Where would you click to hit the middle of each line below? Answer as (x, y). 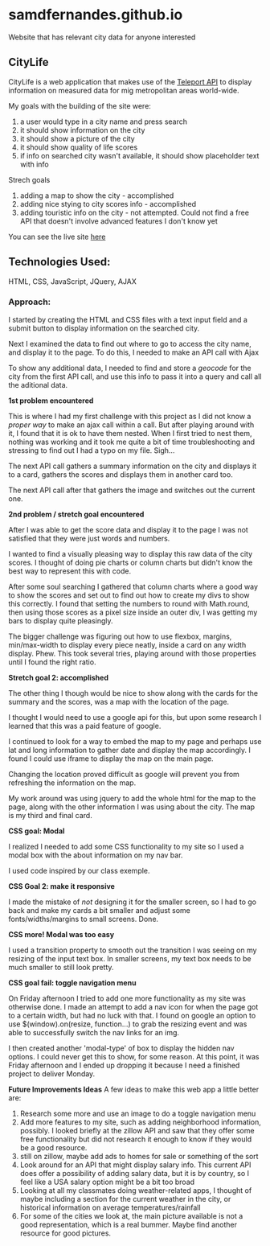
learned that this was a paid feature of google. (85, 726)
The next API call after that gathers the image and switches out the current (132, 490)
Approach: (30, 302)
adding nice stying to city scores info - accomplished (108, 204)
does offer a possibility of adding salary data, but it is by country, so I (134, 1173)
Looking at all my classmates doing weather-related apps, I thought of (136, 1190)
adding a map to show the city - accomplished (97, 195)
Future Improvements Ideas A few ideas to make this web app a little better (134, 1089)
